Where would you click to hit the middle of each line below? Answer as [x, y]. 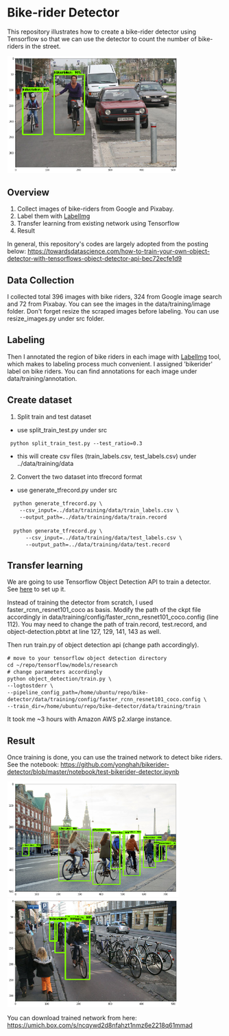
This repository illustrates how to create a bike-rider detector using [102, 32]
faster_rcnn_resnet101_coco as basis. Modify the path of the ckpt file [104, 610]
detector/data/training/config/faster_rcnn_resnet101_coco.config [104, 700]
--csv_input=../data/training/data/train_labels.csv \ [99, 510]
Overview [28, 192]
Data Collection [41, 280]
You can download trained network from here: [72, 1018]
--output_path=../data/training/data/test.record [97, 544]
